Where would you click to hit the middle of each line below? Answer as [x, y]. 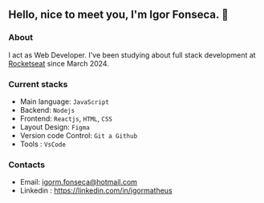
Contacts [27, 165]
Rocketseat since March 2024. [59, 63]
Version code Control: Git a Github [79, 135]
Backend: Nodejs [47, 109]
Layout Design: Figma [55, 127]
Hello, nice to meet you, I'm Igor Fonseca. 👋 [118, 15]
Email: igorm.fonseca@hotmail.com [79, 182]
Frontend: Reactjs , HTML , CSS [66, 118]
